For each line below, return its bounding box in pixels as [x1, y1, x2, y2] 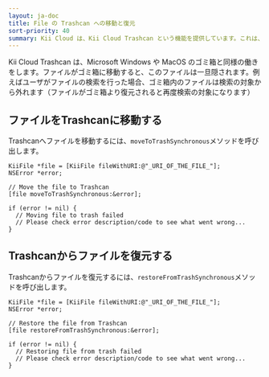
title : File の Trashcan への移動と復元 [8, 19, 136, 27]
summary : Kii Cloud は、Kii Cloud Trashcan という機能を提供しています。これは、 [8, 34, 264, 43]
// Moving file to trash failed [15, 211, 124, 219]
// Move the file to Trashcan [8, 183, 110, 191]
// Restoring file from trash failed [15, 347, 142, 355]
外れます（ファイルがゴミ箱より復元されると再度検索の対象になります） [14, 88, 255, 97]
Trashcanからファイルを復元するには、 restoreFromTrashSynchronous [8, 272, 235, 281]
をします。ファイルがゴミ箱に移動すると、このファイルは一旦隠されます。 [8, 68, 253, 77]
